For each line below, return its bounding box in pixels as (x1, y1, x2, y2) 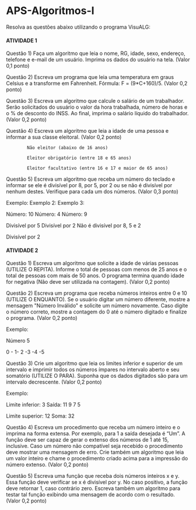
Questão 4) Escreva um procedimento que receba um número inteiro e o (6, 424, 181, 431)
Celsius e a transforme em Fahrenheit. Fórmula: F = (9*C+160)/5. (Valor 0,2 (6, 80, 188, 87)
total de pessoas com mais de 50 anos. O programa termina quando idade (6, 272, 185, 279)
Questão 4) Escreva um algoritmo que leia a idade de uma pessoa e (6, 127, 169, 135)
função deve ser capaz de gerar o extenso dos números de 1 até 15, (6, 436, 169, 443)
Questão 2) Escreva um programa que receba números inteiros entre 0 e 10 (6, 290, 188, 297)
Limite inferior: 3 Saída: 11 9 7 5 (6, 401, 80, 408)
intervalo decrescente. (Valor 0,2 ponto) (6, 378, 102, 385)
